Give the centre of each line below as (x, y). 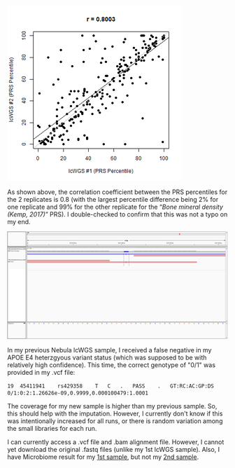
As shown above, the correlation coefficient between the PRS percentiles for (117, 192)
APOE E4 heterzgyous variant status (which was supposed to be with (107, 358)
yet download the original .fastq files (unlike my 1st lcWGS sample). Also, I (114, 450)
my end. (19, 222)
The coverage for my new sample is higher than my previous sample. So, (112, 406)
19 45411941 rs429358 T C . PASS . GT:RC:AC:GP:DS (111, 386)
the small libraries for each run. (52, 429)
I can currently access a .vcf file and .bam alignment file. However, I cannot (116, 442)
